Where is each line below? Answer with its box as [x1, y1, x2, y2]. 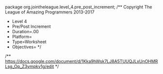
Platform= [12, 34, 33, 39]
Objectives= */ [12, 44, 42, 49]
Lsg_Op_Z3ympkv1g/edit [5, 63, 54, 69]
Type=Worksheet [12, 39, 47, 45]
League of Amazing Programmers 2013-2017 [5, 9, 95, 15]
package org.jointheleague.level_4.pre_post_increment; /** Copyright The [5, 4, 152, 10]
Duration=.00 [12, 29, 39, 34]
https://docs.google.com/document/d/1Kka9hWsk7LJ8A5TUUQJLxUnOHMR [5, 59, 158, 64]
